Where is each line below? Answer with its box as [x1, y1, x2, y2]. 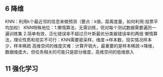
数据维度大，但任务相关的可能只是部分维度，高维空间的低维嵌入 [5, 49, 134, 55]
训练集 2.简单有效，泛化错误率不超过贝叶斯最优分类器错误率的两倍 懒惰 [9, 31, 154, 37]
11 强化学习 [5, 65, 38, 73]
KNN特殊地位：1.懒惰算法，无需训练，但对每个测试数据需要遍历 [23, 24, 152, 30]
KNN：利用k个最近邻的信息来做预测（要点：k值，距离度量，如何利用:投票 [5, 19, 154, 24]
